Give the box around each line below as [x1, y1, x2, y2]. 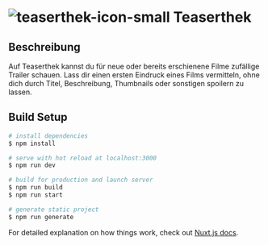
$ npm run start [8, 191, 63, 199]
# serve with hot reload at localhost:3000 [8, 154, 157, 162]
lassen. [8, 87, 32, 97]
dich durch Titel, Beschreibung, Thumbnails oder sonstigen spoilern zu [8, 79, 245, 88]
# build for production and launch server [8, 176, 153, 185]
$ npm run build [8, 184, 63, 192]
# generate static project [8, 206, 99, 214]
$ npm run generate [8, 213, 74, 221]
